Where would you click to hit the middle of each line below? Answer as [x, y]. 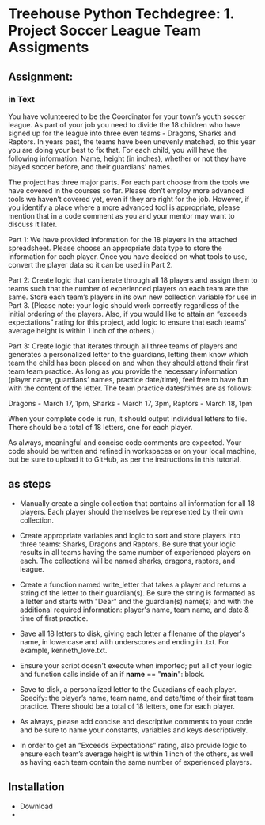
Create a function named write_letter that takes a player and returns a [133, 584]
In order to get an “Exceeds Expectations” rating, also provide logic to [133, 745]
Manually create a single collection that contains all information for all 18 [137, 503]
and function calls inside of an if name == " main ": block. [112, 674]
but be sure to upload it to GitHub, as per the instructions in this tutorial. [125, 459]
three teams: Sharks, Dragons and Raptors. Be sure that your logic [127, 544]
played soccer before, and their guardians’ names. [90, 166]
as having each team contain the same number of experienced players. [135, 762]
